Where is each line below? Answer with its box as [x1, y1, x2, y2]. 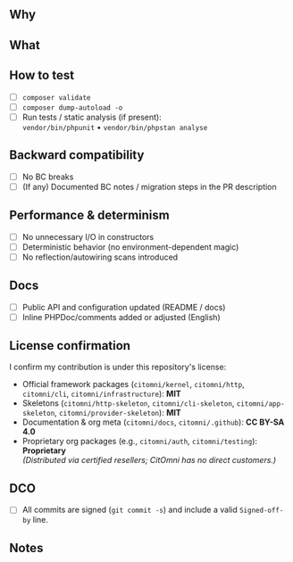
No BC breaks [21, 171, 74, 182]
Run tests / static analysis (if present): [21, 112, 163, 122]
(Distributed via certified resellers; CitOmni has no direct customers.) [21, 455, 277, 466]
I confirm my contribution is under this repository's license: [9, 361, 227, 373]
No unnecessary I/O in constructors [21, 231, 155, 242]
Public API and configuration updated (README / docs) [21, 302, 226, 312]
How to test [9, 68, 74, 83]
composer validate [21, 93, 91, 102]
